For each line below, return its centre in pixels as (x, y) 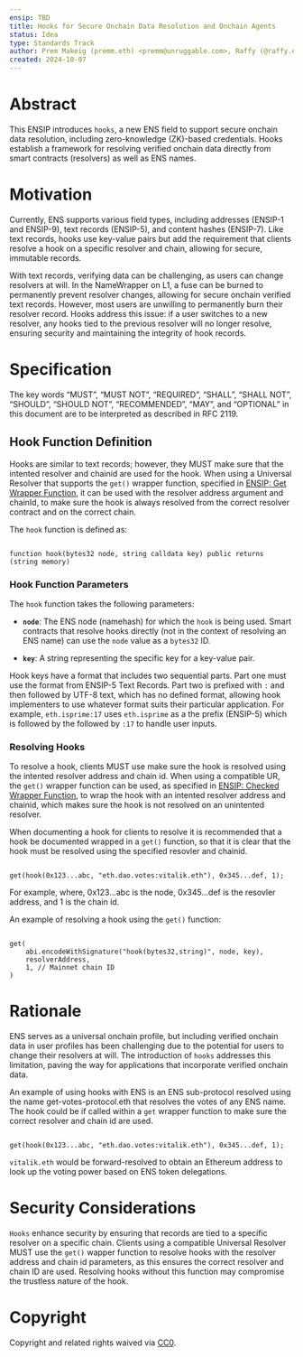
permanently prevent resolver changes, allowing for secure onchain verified (150, 294)
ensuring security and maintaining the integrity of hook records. (128, 333)
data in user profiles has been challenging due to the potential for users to (147, 1046)
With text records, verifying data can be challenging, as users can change (147, 275)
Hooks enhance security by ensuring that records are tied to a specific (138, 1233)
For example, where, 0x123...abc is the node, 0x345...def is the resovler (142, 892)
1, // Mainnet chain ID (70, 968)
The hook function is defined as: (69, 529)
